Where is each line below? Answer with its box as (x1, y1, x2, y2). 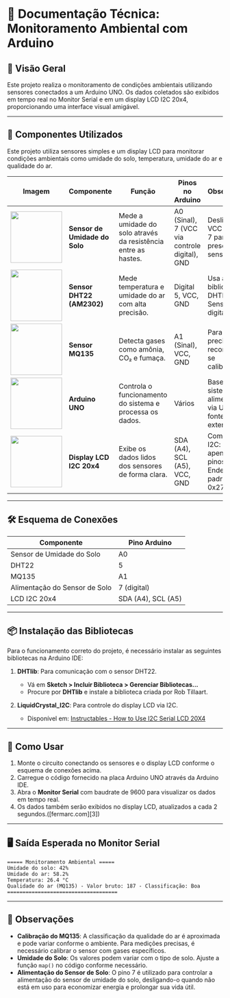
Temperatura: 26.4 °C (7, 877, 69, 884)
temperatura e (118, 282, 164, 291)
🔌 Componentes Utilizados (7, 129, 123, 141)
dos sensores (118, 461, 162, 470)
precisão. (118, 308, 149, 317)
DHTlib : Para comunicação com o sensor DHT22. (16, 668, 157, 676)
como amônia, (118, 344, 164, 354)
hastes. (118, 254, 142, 263)
